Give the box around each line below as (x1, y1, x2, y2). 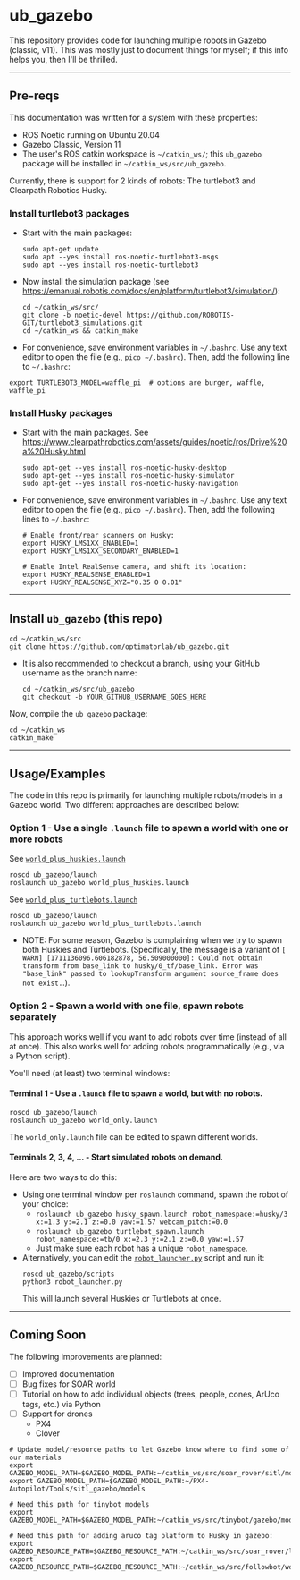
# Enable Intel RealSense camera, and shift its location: (21, 563, 247, 572)
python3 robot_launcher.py (21, 1277, 123, 1287)
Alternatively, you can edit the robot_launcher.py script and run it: (21, 1252, 265, 1262)
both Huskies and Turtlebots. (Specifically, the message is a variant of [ (21, 945, 287, 956)
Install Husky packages (9, 406, 113, 419)
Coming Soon (9, 1328, 87, 1343)
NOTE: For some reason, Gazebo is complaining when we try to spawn (21, 935, 283, 946)
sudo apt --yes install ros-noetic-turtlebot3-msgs (21, 252, 219, 262)
